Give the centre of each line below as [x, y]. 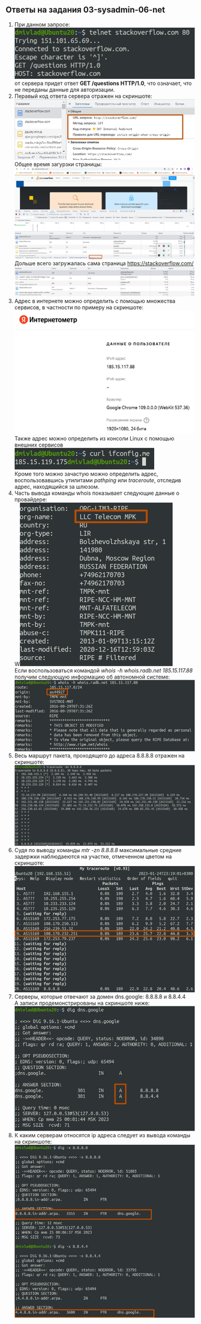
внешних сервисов [39, 445]
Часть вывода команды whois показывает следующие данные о [97, 493]
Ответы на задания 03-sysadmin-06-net [85, 10]
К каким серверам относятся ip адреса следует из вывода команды [102, 1135]
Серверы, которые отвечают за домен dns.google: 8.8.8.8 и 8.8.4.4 [100, 996]
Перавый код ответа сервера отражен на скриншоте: [83, 96]
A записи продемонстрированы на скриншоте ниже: [82, 1003]
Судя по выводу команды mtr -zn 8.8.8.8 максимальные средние [98, 850]
